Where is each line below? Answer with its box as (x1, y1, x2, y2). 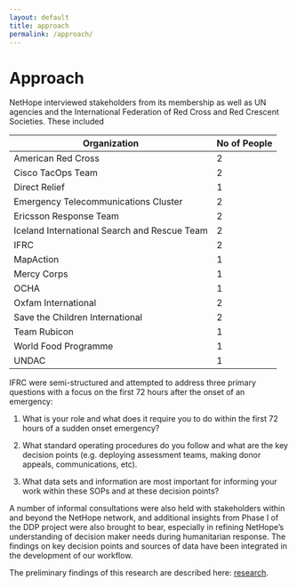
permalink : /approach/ (9, 29, 93, 38)
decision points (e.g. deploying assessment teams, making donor (21, 450, 261, 461)
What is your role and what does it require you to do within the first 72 (21, 414, 278, 424)
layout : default (9, 12, 69, 22)
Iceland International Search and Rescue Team (13, 224, 208, 237)
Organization (83, 137, 140, 149)
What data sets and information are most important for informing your (21, 477, 277, 487)
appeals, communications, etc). (21, 459, 138, 470)
